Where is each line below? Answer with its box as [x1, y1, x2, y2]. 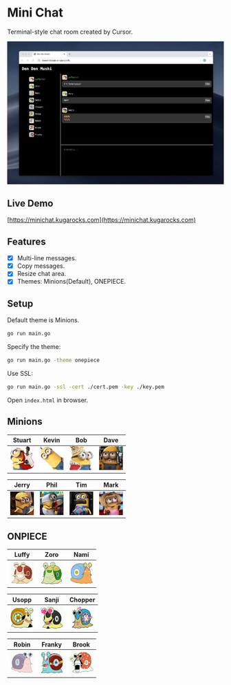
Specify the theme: [7, 343, 61, 351]
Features [7, 235, 46, 247]
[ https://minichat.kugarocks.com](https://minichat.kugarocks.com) [7, 215, 196, 224]
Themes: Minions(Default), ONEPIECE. [16, 277, 126, 286]
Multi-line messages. [16, 254, 77, 262]
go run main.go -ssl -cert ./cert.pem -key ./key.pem [7, 383, 165, 390]
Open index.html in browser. [7, 396, 88, 404]
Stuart [12, 436, 32, 445]
